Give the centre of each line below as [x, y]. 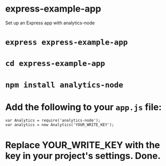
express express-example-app [67, 42]
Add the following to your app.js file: [84, 107]
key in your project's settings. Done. [83, 156]
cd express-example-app [55, 64]
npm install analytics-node [64, 85]
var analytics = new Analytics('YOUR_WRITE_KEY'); [60, 125]
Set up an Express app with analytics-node [50, 23]
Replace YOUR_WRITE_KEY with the [83, 145]
